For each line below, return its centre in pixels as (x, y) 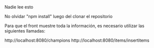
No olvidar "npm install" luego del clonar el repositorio (59, 16)
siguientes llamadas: (25, 31)
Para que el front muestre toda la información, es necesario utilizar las (75, 26)
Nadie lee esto (19, 7)
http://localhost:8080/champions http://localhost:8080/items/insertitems (77, 40)
